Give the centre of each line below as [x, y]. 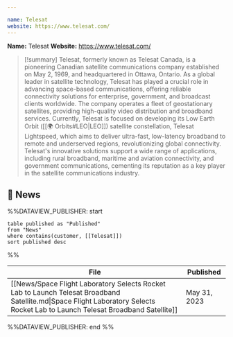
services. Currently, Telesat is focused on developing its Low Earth [119, 118]
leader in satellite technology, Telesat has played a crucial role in [116, 81]
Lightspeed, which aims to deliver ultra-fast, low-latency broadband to [125, 136]
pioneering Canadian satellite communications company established [122, 67]
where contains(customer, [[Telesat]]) [65, 236]
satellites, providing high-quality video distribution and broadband [118, 111]
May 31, [199, 293]
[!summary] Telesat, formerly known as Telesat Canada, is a [110, 59]
